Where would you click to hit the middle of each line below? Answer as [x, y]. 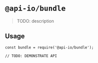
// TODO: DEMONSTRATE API [31, 56]
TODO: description [35, 21]
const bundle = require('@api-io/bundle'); [49, 47]
